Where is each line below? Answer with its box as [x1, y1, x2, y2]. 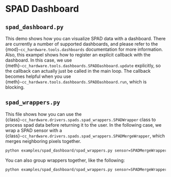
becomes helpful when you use [5, 73, 71, 79]
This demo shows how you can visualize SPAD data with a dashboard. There [5, 36, 166, 41]
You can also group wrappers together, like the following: [5, 157, 125, 163]
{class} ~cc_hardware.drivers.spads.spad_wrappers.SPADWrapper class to [5, 116, 156, 123]
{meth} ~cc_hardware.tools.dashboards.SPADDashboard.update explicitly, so [5, 63, 161, 69]
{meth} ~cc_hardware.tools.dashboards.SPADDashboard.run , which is [5, 79, 147, 84]
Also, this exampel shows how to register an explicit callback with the [5, 52, 151, 57]
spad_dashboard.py [5, 23, 64, 31]
